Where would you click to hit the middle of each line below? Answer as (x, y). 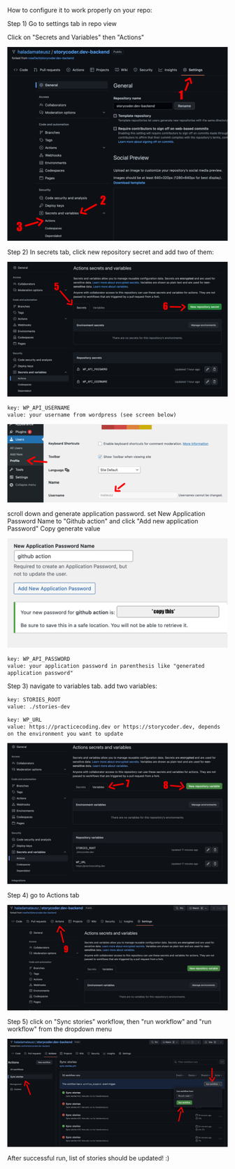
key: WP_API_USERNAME (39, 408)
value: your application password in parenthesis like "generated (106, 666)
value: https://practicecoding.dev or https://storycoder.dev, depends (114, 727)
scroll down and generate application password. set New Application (106, 514)
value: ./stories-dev (39, 707)
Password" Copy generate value (54, 528)
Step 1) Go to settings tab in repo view (62, 23)
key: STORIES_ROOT (34, 700)
